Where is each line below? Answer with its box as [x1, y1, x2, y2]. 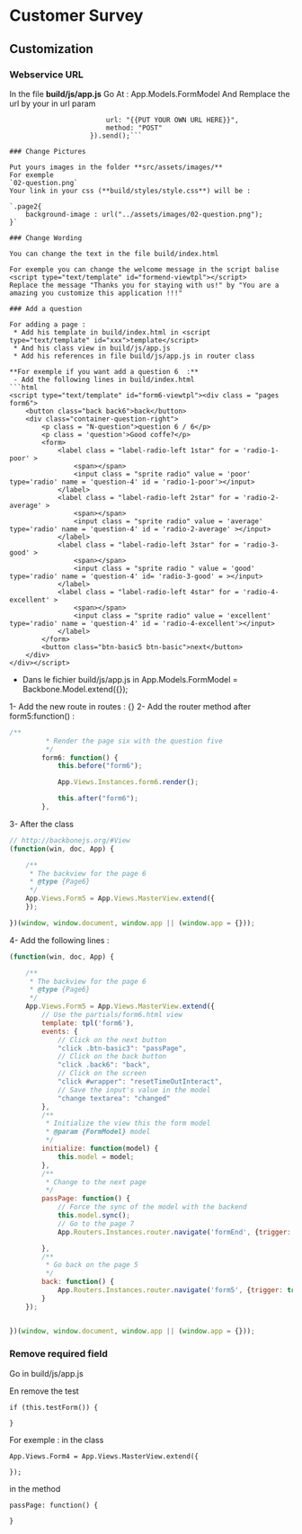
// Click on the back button [57, 1052, 167, 1061]
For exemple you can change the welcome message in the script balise [9, 264, 280, 274]
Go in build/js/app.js [9, 1368, 84, 1378]
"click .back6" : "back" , [57, 1060, 151, 1070]
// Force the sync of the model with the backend [57, 1202, 247, 1212]
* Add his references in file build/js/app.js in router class [13, 352, 255, 361]
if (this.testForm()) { [9, 1403, 99, 1412]
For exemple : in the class [9, 1434, 104, 1445]
